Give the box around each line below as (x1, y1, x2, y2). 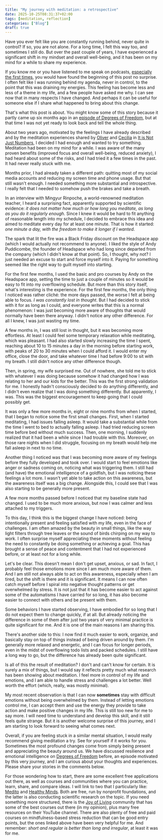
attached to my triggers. (5, 505, 54, 511)
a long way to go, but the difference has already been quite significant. (5, 652, 147, 658)
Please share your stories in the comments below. (5, 764, 105, 770)
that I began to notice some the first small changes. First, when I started (5, 414, 149, 420)
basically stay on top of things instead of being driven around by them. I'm (5, 637, 154, 643)
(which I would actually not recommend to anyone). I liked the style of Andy (5, 241, 157, 247)
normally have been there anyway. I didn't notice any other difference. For (5, 313, 153, 319)
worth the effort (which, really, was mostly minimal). (5, 683, 109, 689)
